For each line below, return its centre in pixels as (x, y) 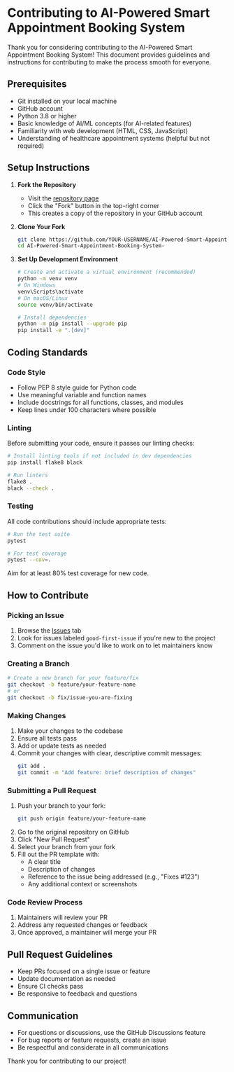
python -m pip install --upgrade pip (72, 324)
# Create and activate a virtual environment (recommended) (107, 272)
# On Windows (36, 285)
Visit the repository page (63, 198)
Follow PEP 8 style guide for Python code (77, 387)
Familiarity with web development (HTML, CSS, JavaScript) (103, 130)
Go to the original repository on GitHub (73, 832)
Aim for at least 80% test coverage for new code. (78, 573)
